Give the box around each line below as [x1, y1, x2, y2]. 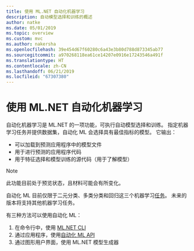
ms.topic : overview [6, 30, 54, 36]
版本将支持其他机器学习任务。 [6, 200, 78, 207]
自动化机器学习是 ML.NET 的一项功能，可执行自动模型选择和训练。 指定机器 [6, 121, 189, 129]
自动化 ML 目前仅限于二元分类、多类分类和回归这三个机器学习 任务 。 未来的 [6, 192, 187, 199]
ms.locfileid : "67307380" [6, 74, 69, 80]
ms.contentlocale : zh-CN [6, 63, 67, 69]
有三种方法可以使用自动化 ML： [6, 212, 82, 219]
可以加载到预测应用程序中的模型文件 [14, 141, 102, 148]
